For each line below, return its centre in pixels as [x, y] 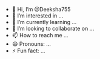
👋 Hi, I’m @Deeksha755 [41, 9]
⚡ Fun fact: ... [28, 51]
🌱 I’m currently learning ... [44, 22]
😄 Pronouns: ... [32, 44]
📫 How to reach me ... [40, 35]
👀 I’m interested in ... [38, 16]
